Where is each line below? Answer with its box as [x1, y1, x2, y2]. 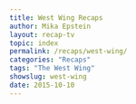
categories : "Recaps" [9, 55, 92, 64]
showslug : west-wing [9, 72, 88, 81]
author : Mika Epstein [9, 22, 92, 31]
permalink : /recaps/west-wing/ [9, 47, 128, 56]
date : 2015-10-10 [9, 80, 75, 90]
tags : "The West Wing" [9, 64, 95, 73]
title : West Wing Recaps [9, 13, 103, 23]
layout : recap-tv [9, 30, 75, 39]
